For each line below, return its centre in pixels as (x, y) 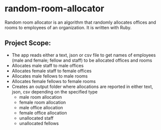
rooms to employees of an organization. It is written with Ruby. (68, 27)
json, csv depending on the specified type (55, 91)
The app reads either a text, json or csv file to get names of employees (84, 55)
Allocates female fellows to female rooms (54, 81)
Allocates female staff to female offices (52, 71)
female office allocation (43, 113)
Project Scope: (28, 43)
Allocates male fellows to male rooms (50, 76)
